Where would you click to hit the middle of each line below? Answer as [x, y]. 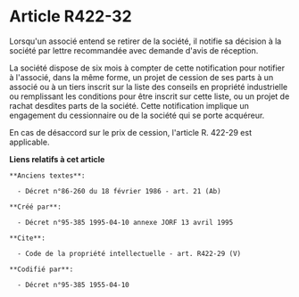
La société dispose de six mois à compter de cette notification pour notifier [147, 68]
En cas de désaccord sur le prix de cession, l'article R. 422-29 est [131, 132]
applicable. [29, 142]
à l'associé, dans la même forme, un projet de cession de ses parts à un [141, 77]
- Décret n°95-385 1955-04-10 [73, 285]
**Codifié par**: [42, 269]
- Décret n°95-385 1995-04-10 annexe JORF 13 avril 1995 [125, 222]
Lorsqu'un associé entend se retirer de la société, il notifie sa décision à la [145, 41]
